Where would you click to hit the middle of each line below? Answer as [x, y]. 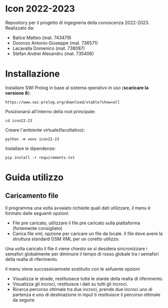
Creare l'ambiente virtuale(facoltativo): [45, 130]
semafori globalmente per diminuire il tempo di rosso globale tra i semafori [82, 254]
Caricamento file [32, 196]
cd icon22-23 [19, 121]
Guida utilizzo [34, 178]
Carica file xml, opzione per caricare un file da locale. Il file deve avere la [88, 233]
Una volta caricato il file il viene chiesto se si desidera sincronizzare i [76, 248]
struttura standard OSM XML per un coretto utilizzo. [66, 239]
